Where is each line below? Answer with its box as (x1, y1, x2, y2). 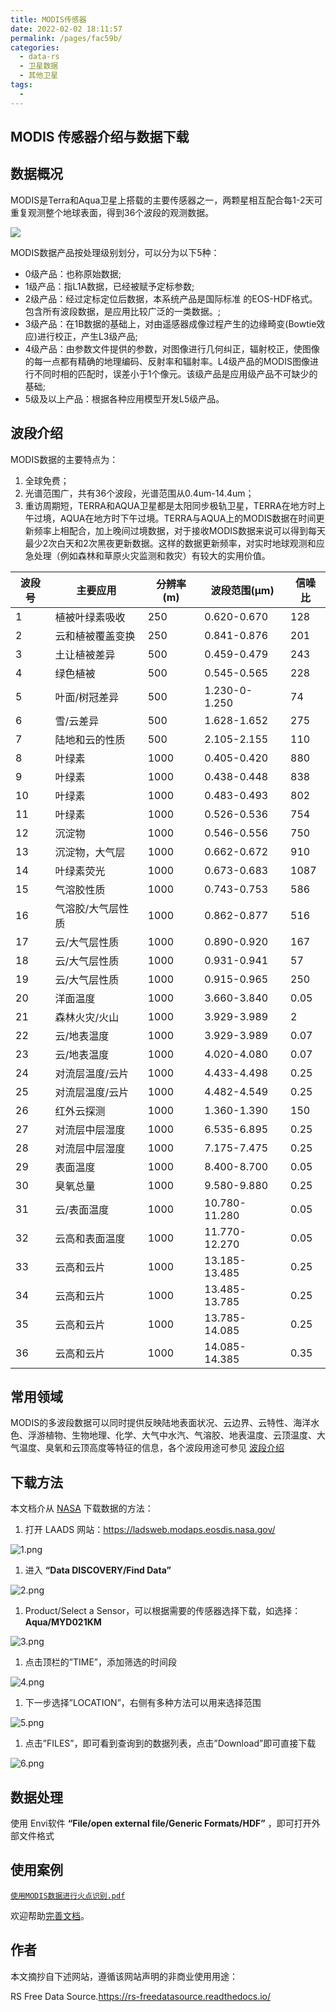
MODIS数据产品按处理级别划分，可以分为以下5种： (10, 246, 220, 258)
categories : (10, 42, 60, 53)
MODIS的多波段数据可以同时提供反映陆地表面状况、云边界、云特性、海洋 (10, 1417, 312, 1429)
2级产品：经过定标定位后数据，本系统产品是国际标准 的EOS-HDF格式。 (24, 292, 318, 305)
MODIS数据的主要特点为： (10, 453, 119, 465)
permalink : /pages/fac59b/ (10, 33, 123, 43)
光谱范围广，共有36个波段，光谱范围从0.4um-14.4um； (24, 487, 255, 499)
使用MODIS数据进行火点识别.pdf (10, 1891, 126, 1901)
